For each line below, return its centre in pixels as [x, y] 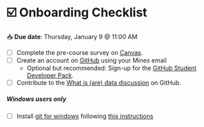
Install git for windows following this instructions [85, 116]
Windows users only [37, 99]
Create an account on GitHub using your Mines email [91, 60]
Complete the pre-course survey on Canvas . [80, 52]
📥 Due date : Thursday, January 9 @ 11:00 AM [72, 36]
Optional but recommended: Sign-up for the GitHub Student [112, 68]
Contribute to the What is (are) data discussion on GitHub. [99, 83]
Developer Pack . [50, 76]
